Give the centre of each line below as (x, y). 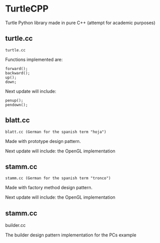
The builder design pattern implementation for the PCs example (71, 235)
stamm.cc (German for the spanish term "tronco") (58, 178)
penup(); (14, 100)
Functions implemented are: (34, 59)
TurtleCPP (27, 9)
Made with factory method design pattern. (49, 188)
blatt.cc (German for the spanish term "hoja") (56, 132)
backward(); (18, 73)
